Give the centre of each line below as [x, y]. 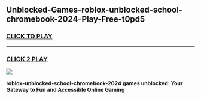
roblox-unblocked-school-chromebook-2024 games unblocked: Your [95, 83]
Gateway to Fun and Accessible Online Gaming [66, 89]
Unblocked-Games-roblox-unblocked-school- [94, 10]
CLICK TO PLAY [29, 37]
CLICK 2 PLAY [27, 59]
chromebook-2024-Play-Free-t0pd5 [76, 19]
